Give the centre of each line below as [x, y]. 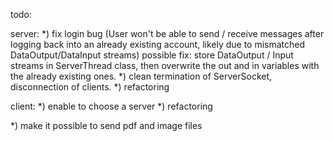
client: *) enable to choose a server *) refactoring [111, 106]
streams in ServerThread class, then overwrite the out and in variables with [165, 65]
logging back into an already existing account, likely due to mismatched [158, 44]
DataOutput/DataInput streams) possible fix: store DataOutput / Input [152, 55]
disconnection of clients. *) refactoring [90, 87]
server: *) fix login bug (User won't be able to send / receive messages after [167, 33]
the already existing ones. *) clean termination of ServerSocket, [141, 76]
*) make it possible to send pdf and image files [106, 125]
